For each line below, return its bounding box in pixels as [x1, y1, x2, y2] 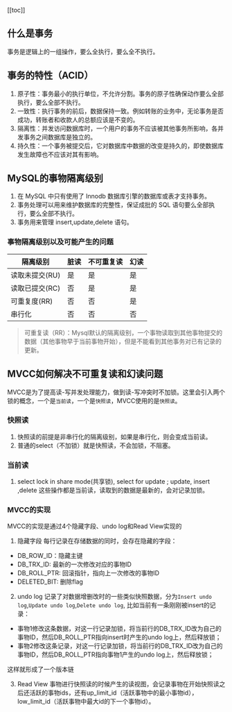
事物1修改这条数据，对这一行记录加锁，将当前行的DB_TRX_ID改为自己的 [17, 625, 222, 633]
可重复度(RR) [10, 296, 53, 306]
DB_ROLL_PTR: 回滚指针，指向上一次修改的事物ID [17, 569, 160, 577]
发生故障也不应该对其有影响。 [17, 150, 102, 158]
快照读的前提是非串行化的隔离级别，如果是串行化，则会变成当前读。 [17, 432, 212, 441]
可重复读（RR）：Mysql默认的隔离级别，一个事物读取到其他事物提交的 [24, 328, 223, 337]
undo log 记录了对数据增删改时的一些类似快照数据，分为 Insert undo [17, 593, 213, 601]
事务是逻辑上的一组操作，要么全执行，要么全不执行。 [7, 47, 159, 56]
